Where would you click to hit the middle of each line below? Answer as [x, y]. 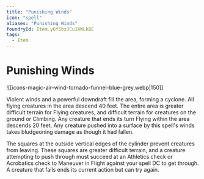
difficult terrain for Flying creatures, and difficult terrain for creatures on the [101, 112]
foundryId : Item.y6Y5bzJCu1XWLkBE [50, 29]
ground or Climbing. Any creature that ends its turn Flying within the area [98, 119]
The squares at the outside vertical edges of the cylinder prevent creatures [101, 144]
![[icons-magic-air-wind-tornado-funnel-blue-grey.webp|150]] [85, 87]
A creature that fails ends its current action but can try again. [83, 169]
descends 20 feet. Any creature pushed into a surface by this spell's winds [100, 125]
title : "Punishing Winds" [39, 12]
